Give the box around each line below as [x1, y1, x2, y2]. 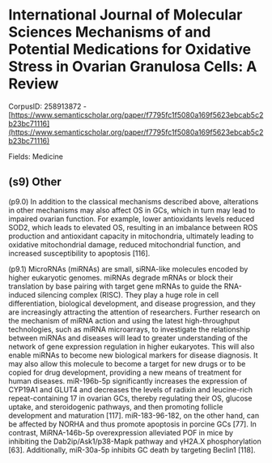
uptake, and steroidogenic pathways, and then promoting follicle [8, 401, 223, 411]
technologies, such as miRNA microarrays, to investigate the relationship [8, 324, 251, 334]
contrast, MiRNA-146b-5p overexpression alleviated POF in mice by [8, 427, 233, 437]
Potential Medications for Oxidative [8, 41, 252, 58]
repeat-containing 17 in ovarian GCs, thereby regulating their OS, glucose [8, 393, 253, 403]
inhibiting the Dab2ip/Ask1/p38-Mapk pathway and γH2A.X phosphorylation [8, 436, 261, 446]
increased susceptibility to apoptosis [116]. [8, 248, 151, 258]
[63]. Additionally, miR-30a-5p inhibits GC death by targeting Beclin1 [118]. [8, 444, 256, 455]
